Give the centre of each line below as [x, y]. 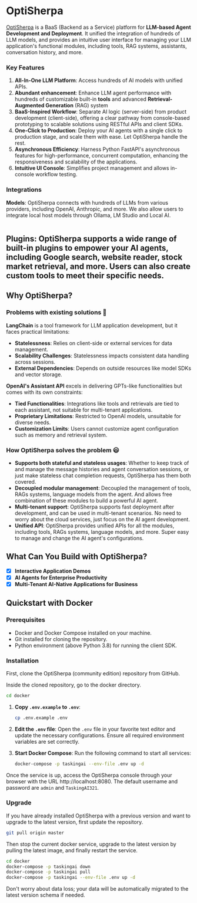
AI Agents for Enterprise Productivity [61, 577]
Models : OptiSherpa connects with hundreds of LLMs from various [87, 202]
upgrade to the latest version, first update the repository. [75, 822]
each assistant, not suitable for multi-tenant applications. [84, 410]
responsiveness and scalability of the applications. [76, 162]
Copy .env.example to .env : [47, 707]
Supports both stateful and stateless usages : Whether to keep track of [102, 463]
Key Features [26, 67]
